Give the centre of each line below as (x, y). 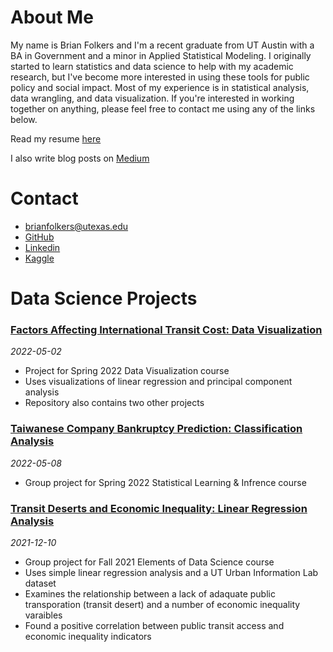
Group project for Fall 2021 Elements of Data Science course (149, 562)
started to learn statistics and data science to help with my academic (152, 66)
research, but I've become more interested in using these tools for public (160, 77)
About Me (52, 17)
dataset (40, 583)
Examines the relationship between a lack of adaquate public (150, 593)
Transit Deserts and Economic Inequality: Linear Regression (159, 508)
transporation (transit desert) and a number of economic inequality (162, 604)
